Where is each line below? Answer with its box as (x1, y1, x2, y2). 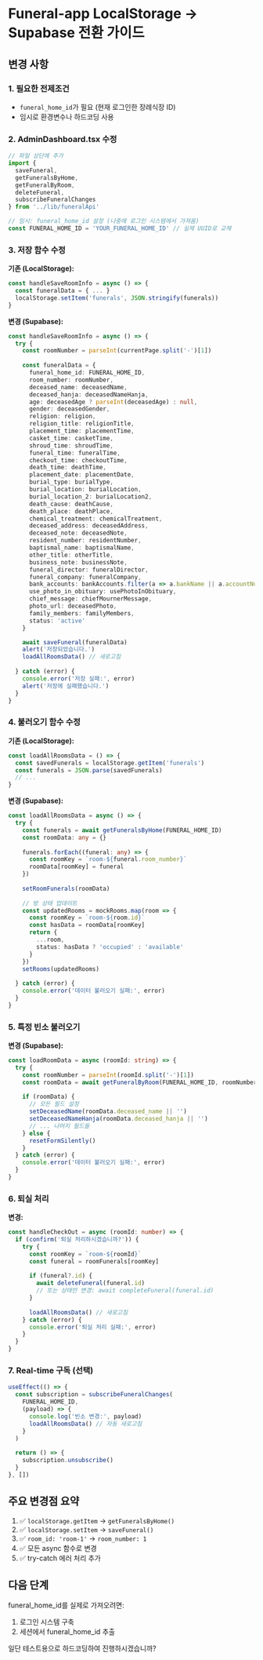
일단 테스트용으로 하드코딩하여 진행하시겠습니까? (8, 1644, 157, 1653)
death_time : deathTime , (28, 464, 107, 472)
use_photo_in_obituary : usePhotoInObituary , (28, 588, 177, 596)
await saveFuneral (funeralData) (22, 638, 128, 646)
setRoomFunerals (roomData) (22, 885, 110, 892)
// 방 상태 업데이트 (22, 899, 78, 907)
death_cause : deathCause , (28, 500, 113, 508)
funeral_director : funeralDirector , (28, 566, 149, 574)
